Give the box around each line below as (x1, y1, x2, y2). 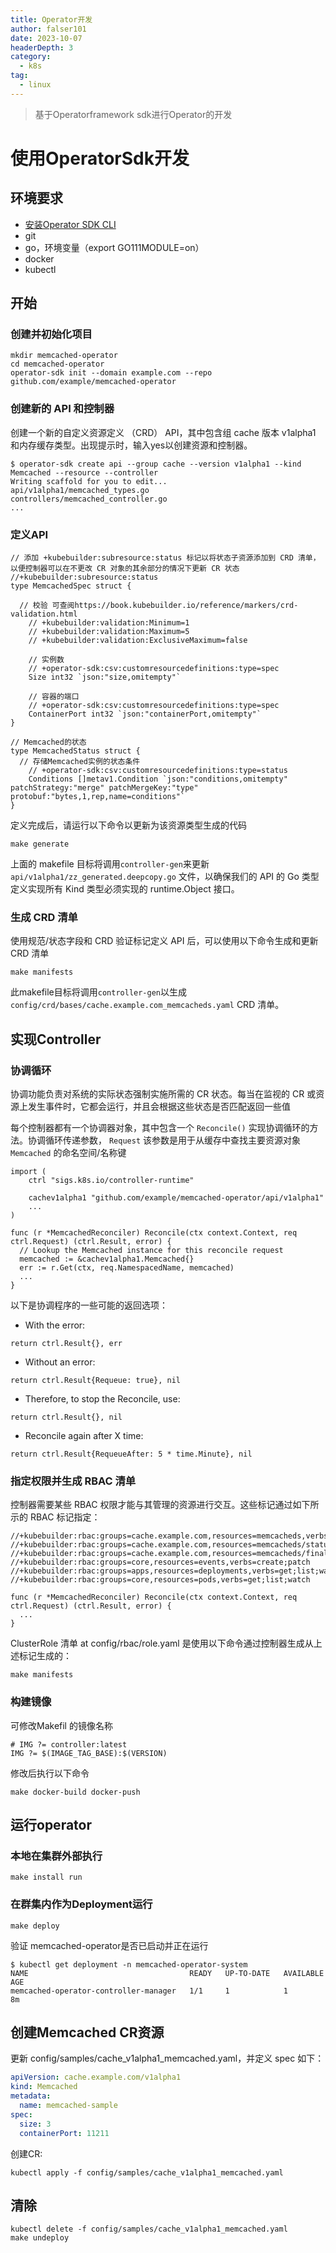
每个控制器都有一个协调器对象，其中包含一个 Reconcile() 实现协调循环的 (10, 1122, 310, 1134)
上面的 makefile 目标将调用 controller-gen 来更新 (10, 858, 210, 870)
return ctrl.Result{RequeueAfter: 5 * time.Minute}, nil (10, 1449, 253, 1460)
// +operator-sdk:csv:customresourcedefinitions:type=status (28, 766, 288, 776)
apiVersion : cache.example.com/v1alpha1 (10, 2072, 182, 2083)
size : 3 (19, 2119, 52, 2129)
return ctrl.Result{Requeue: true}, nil (10, 1376, 182, 1386)
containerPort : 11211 (19, 2128, 110, 2138)
